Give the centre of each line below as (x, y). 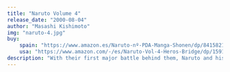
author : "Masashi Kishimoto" (49, 26)
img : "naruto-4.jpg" (37, 33)
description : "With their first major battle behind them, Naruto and (110, 58)
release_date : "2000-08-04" (47, 20)
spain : (29, 45)
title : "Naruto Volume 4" (44, 13)
